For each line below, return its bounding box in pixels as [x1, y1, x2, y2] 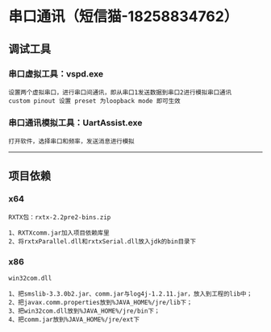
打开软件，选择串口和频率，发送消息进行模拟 [8, 138, 135, 146]
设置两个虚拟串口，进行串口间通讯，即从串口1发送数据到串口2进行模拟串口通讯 [8, 88, 232, 97]
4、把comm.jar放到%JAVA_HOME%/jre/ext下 [8, 316, 140, 324]
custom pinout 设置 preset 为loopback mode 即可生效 [8, 97, 181, 105]
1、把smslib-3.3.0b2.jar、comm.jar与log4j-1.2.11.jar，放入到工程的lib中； [8, 290, 252, 298]
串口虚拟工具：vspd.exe [8, 68, 103, 79]
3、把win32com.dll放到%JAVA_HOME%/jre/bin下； [8, 307, 161, 315]
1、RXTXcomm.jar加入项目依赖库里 [8, 229, 110, 237]
